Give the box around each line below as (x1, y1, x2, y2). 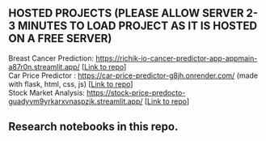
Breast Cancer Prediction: (8, 53, 95, 63)
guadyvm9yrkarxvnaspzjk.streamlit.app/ (8, 96, 143, 106)
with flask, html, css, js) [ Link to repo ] (8, 79, 133, 88)
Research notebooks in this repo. (8, 120, 179, 134)
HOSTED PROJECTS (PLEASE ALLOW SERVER (8, 6, 244, 20)
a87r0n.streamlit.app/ (8, 62, 81, 71)
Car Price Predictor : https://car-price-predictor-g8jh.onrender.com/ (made (8, 70, 259, 80)
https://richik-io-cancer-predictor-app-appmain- (95, 53, 258, 63)
